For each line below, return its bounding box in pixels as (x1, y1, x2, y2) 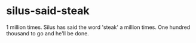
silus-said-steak (6, 4, 90, 18)
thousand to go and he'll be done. (6, 29, 90, 37)
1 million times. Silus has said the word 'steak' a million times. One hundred (6, 24, 191, 31)
